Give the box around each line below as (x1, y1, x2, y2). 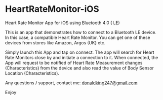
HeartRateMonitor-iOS (5, 3, 99, 15)
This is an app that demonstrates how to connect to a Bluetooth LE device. (5, 29, 157, 35)
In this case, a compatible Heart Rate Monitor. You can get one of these (5, 34, 151, 40)
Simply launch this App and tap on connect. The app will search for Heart (5, 49, 155, 55)
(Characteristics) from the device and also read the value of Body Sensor (5, 65, 154, 71)
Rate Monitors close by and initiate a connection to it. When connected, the (5, 54, 158, 60)
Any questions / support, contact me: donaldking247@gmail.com (5, 80, 138, 86)
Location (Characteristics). (5, 70, 59, 76)
